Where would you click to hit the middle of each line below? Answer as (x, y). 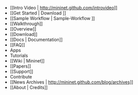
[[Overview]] (23, 29)
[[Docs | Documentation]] (36, 39)
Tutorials (19, 55)
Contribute (21, 77)
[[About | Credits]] (29, 87)
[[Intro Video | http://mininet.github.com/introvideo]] (63, 8)
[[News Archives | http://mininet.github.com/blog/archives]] (71, 82)
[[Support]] (21, 71)
